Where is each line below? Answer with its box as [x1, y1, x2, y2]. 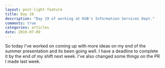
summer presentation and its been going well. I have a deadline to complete [5, 48, 159, 54]
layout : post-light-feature [5, 7, 63, 12]
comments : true [5, 20, 36, 26]
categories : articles [5, 25, 50, 30]
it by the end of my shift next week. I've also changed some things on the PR [5, 53, 160, 59]
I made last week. [5, 59, 41, 64]
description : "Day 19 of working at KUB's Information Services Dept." [5, 16, 155, 21]
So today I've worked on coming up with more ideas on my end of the [5, 43, 146, 49]
